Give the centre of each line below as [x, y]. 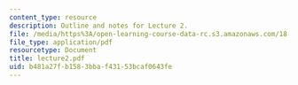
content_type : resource [53, 17]
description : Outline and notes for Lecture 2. [99, 26]
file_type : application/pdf [61, 42]
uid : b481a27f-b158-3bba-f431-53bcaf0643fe [91, 67]
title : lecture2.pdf [47, 58]
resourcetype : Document [53, 50]
